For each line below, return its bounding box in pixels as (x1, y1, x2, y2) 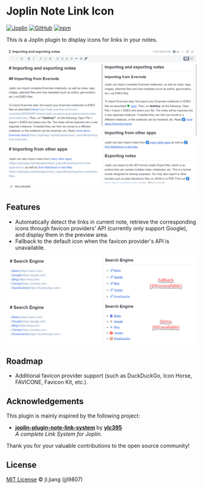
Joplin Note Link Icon (6, 4, 114, 18)
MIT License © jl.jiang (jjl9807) (6, 476, 83, 483)
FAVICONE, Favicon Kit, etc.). (14, 379, 88, 386)
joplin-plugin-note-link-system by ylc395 (14, 424, 123, 431)
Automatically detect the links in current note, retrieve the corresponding (14, 218, 196, 225)
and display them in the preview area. (14, 231, 109, 238)
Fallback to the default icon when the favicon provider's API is (14, 238, 170, 245)
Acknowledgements (6, 396, 84, 407)
